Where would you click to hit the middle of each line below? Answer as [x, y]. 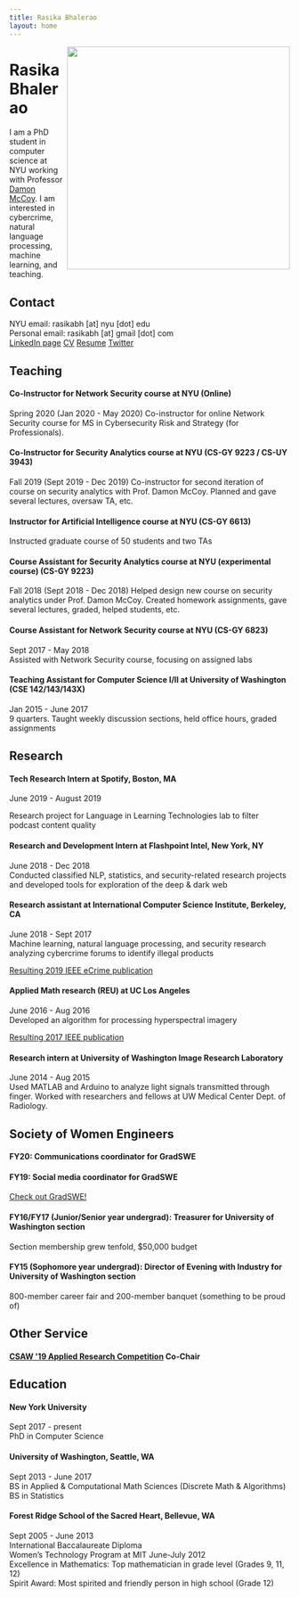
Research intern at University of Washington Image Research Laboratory [146, 1058]
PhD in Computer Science [57, 1437]
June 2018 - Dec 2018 [50, 865]
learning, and [33, 265]
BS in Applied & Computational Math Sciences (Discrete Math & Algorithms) [148, 1486]
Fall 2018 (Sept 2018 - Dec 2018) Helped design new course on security [141, 591]
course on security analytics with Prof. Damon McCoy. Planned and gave [143, 492]
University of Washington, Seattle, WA [82, 1457]
